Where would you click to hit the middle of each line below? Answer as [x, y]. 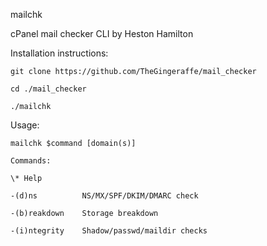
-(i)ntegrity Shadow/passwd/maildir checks [109, 231]
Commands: [31, 161]
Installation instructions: [59, 53]
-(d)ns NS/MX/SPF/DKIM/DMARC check [104, 196]
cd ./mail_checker [48, 89]
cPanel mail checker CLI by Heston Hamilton [102, 33]
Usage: [25, 125]
